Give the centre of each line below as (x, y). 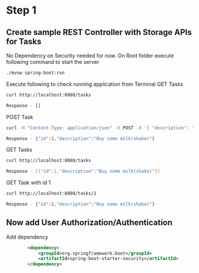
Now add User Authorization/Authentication (89, 223)
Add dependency (27, 237)
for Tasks (24, 41)
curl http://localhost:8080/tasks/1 (51, 194)
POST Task (20, 117)
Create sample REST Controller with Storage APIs (99, 32)
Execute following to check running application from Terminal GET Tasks (95, 84)
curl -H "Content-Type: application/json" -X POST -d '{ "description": (98, 128)
